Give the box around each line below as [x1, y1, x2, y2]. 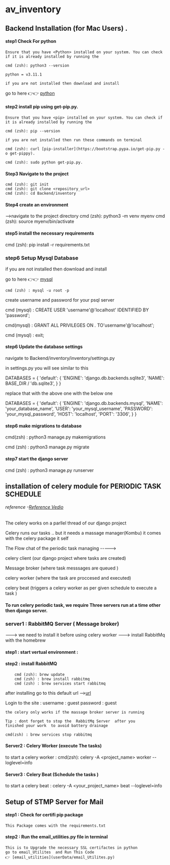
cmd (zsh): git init [5, 182, 49, 187]
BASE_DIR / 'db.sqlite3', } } [5, 380, 61, 386]
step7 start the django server [5, 456, 69, 462]
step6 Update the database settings [5, 344, 83, 350]
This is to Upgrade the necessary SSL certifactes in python [5, 845, 138, 850]
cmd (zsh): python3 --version [5, 63, 70, 68]
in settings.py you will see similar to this [5, 365, 89, 371]
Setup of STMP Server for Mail [5, 798, 104, 806]
